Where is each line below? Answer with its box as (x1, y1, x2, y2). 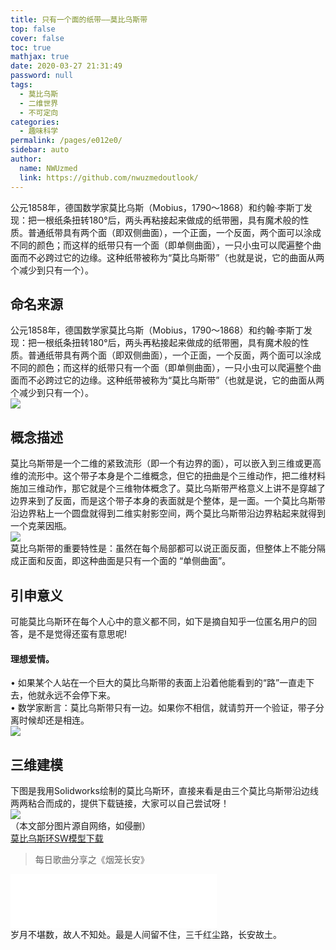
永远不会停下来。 (44, 689, 116, 701)
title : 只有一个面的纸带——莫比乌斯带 (10, 14, 148, 25)
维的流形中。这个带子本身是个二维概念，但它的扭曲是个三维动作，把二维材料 (10, 470, 326, 482)
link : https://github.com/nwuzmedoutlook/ (19, 172, 199, 183)
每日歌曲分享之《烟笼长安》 (34, 853, 150, 865)
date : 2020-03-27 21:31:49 (10, 61, 123, 71)
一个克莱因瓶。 (10, 520, 72, 532)
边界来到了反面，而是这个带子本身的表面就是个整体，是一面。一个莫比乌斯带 (10, 495, 326, 507)
